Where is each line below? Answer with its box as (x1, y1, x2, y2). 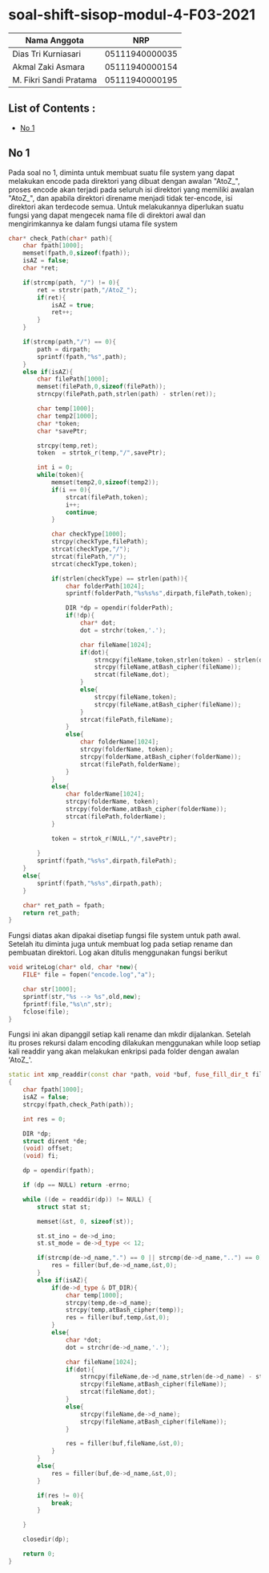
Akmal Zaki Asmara (12, 61, 86, 72)
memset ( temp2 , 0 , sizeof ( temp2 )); (50, 479, 159, 487)
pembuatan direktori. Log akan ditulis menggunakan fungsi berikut (8, 947, 228, 957)
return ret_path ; (22, 909, 81, 917)
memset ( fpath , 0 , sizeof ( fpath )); (22, 249, 130, 258)
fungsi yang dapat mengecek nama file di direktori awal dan (8, 210, 207, 220)
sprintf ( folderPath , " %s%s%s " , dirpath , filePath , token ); (65, 589, 252, 597)
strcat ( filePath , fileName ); (79, 715, 174, 723)
